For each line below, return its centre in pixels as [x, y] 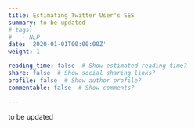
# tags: [21, 30]
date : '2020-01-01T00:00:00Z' [58, 45]
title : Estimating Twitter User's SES [71, 15]
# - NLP [24, 37]
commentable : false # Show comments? [71, 88]
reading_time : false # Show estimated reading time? [98, 66]
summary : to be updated [47, 23]
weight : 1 [24, 52]
